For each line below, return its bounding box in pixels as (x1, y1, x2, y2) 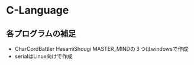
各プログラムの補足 (6, 28, 76, 38)
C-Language (6, 4, 69, 17)
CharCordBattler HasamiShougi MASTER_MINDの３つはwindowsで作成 (14, 45, 188, 52)
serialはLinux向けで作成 (14, 53, 73, 60)
